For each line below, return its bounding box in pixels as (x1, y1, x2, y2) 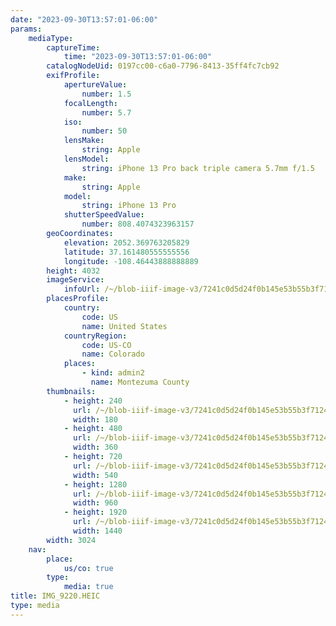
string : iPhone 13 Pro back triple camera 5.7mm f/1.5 (81, 163, 315, 173)
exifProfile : (46, 71, 101, 81)
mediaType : (28, 33, 74, 43)
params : (10, 24, 43, 34)
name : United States (81, 321, 168, 331)
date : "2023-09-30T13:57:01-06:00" (10, 14, 159, 25)
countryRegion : (63, 331, 128, 341)
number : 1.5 (81, 89, 132, 99)
